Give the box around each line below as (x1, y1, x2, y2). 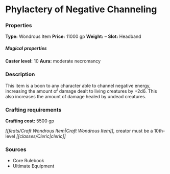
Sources (5, 146, 27, 153)
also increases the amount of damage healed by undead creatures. (5, 93, 147, 99)
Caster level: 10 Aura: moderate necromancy (5, 58, 101, 64)
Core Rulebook (12, 158, 44, 164)
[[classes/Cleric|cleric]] (16, 133, 66, 139)
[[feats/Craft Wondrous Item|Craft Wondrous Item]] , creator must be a (5, 128, 153, 134)
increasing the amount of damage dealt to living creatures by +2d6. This (5, 88, 157, 94)
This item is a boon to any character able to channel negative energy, (5, 82, 151, 89)
